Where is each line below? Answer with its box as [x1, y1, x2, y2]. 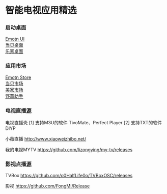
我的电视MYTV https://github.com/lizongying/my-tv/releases [5, 147, 133, 153]
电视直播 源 [5, 107, 32, 114]
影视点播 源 [5, 161, 32, 168]
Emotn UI [5, 36, 25, 42]
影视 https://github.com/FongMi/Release [5, 183, 90, 189]
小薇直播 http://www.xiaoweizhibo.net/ [5, 136, 87, 142]
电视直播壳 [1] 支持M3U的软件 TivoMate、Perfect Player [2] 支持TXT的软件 [5, 120, 162, 126]
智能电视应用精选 [5, 5, 77, 16]
